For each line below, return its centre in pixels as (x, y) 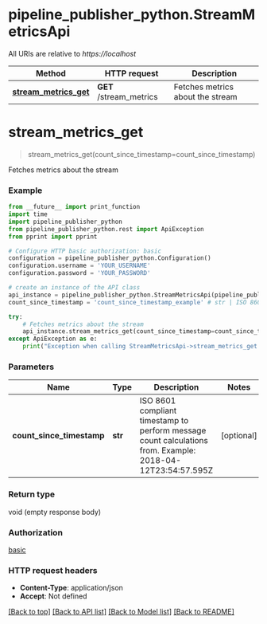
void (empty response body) (55, 512)
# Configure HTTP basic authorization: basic (85, 251)
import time (28, 214)
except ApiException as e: (53, 339)
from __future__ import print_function (74, 207)
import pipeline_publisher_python (66, 222)
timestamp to (164, 421)
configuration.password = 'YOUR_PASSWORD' (79, 273)
